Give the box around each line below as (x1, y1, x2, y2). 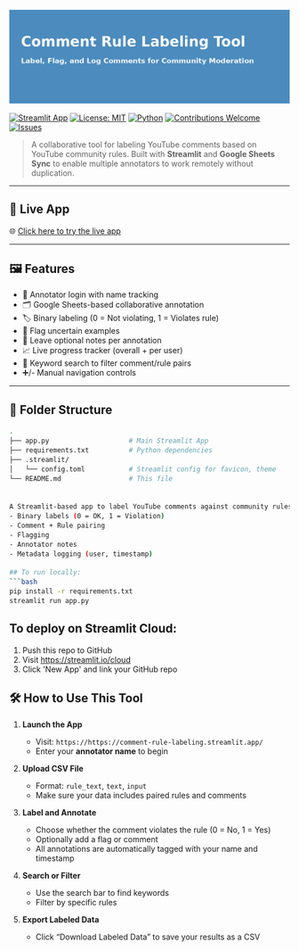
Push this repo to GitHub (21, 644, 113, 656)
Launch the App (21, 719, 83, 730)
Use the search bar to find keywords (35, 887, 169, 897)
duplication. (30, 167, 75, 178)
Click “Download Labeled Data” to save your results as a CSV (35, 931, 261, 942)
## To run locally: (9, 568, 82, 577)
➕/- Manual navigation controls (21, 368, 136, 378)
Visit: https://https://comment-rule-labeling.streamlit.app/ (35, 736, 264, 747)
